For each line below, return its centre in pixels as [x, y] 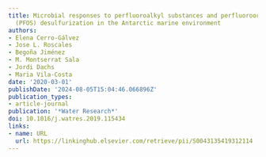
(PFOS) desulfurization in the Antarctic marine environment [118, 23]
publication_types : [40, 97]
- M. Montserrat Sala [44, 60]
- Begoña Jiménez [37, 52]
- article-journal [38, 104]
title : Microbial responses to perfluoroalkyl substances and [113, 15]
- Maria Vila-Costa [40, 75]
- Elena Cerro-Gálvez [44, 38]
